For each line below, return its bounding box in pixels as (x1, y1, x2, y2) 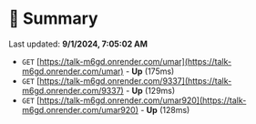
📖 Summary (8, 8, 98, 29)
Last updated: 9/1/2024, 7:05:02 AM (8, 38, 148, 49)
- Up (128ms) (139, 104, 190, 115)
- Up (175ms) (125, 66, 175, 77)
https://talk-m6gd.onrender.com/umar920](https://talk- (39, 95, 247, 106)
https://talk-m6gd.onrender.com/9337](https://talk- (39, 75, 232, 86)
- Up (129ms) (125, 85, 176, 96)
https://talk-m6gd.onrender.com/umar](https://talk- (39, 56, 232, 67)
